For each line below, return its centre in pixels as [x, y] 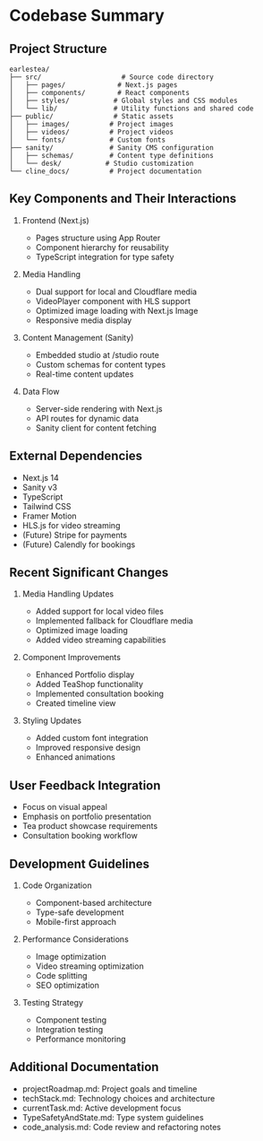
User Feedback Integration [85, 785]
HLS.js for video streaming [71, 525]
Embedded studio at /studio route [97, 354]
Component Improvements [71, 658]
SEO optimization [68, 985]
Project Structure [58, 49]
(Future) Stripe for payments [75, 535]
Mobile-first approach [76, 922]
